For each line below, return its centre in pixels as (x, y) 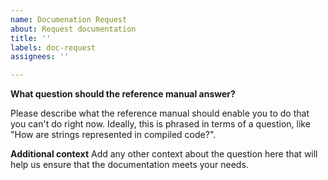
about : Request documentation (73, 29)
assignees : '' (40, 57)
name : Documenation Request (69, 19)
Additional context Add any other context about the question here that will (164, 154)
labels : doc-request (53, 47)
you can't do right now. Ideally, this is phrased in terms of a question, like (160, 124)
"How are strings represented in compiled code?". (113, 135)
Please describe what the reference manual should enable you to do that (160, 113)
